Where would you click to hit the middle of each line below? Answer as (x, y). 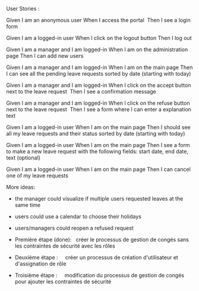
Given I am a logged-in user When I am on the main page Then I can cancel (99, 169)
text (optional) (23, 158)
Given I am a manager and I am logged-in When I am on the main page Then (99, 67)
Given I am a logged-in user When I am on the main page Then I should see (99, 127)
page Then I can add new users (45, 56)
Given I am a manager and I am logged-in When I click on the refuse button (98, 103)
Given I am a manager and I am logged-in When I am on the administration (97, 49)
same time (27, 205)
